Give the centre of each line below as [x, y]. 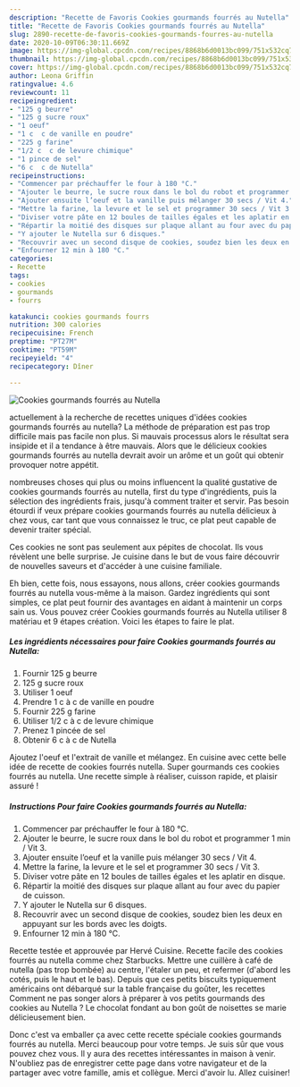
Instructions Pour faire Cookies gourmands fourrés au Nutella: [128, 807]
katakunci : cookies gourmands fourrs [79, 317]
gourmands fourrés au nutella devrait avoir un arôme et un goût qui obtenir [146, 455]
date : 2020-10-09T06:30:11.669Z [69, 42]
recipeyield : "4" [42, 358]
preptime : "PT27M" [43, 342]
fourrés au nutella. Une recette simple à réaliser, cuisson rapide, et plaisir [144, 777]
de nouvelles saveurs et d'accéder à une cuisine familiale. [116, 565]
